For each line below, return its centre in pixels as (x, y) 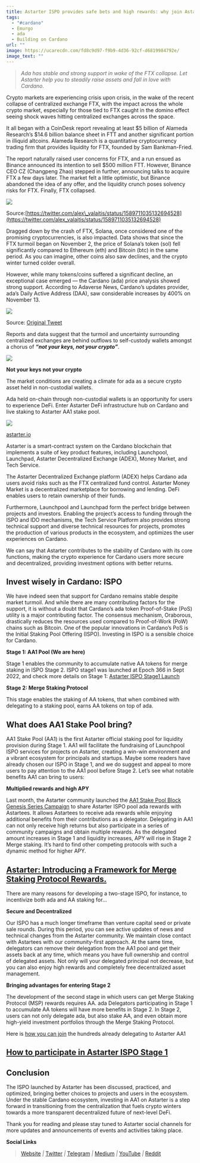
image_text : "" (25, 56)
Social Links (21, 1142)
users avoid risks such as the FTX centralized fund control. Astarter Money (98, 483)
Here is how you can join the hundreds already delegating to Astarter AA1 (96, 1034)
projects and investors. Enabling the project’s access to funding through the (99, 513)
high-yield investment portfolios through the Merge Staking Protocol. (90, 1022)
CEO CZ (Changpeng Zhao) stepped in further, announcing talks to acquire (98, 171)
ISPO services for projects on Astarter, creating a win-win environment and (98, 752)
